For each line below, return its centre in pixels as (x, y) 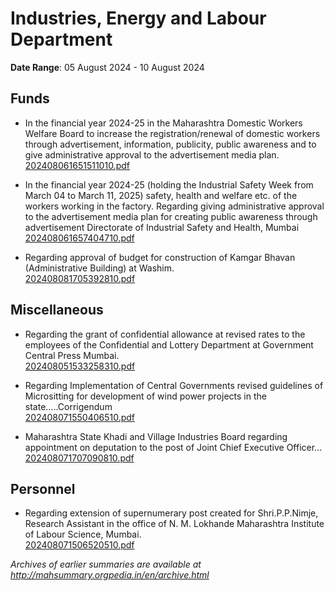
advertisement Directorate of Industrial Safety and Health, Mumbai (162, 227)
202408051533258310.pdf (80, 366)
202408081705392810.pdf (80, 278)
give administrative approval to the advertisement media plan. (152, 154)
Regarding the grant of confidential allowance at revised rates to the (165, 334)
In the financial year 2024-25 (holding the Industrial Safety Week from (169, 184)
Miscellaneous (57, 310)
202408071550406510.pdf (80, 417)
